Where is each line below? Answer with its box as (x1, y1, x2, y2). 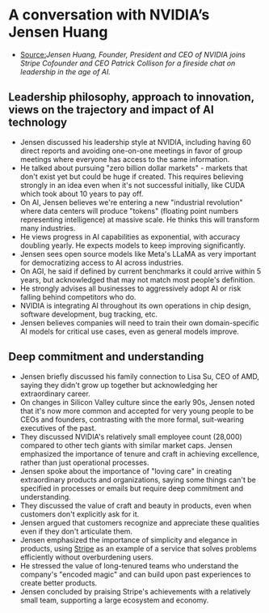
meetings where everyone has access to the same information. (19, 154, 230, 164)
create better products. (19, 577, 98, 588)
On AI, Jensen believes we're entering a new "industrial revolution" (19, 197, 244, 207)
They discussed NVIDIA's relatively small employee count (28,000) (19, 432, 242, 441)
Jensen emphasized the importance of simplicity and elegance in (19, 534, 237, 544)
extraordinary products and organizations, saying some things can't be (19, 475, 256, 484)
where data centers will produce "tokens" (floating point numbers (19, 206, 239, 215)
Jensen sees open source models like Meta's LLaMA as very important (19, 249, 257, 258)
